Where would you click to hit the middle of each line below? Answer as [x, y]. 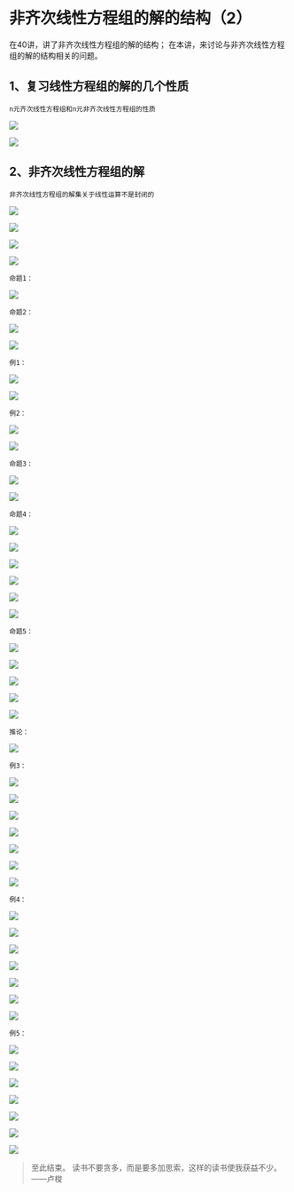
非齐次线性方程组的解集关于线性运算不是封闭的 [82, 195]
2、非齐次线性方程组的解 [77, 172]
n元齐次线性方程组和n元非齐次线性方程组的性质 [83, 109]
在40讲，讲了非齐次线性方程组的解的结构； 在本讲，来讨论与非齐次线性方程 [147, 44]
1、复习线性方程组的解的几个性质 [99, 87]
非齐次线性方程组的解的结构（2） [131, 18]
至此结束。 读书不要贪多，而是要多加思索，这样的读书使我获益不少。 [156, 1167]
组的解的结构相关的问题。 [56, 55]
